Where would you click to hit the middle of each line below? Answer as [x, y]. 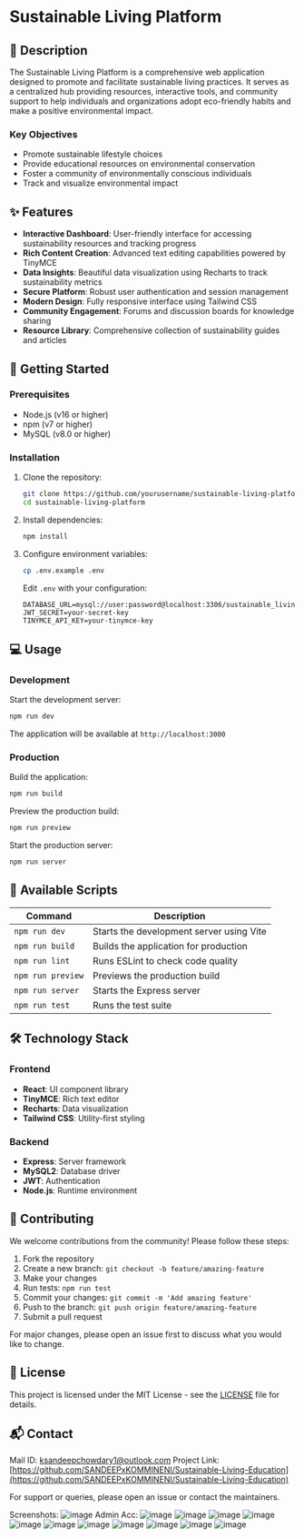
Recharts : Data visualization [75, 1109]
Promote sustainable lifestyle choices [93, 154]
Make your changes [59, 1278]
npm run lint [42, 961]
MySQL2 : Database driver [71, 1170]
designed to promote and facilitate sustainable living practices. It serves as [149, 82]
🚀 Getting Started [59, 369]
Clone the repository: [62, 477]
